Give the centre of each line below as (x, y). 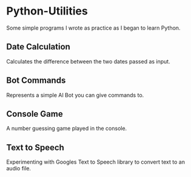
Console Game (35, 114)
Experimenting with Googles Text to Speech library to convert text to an (95, 162)
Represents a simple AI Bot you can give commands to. (75, 95)
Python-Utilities (47, 11)
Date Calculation (39, 47)
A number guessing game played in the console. (67, 129)
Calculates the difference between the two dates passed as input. (89, 61)
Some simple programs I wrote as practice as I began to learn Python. (93, 28)
